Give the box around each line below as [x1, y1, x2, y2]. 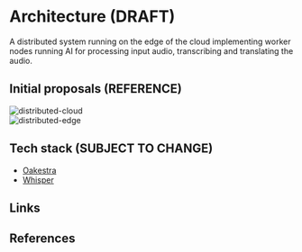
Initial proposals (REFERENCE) [9, 81, 182, 96]
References [9, 231, 76, 247]
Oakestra [22, 165, 57, 175]
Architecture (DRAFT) [9, 6, 176, 27]
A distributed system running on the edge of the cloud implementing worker [9, 36, 291, 47]
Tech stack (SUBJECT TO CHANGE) [9, 141, 214, 157]
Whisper [22, 174, 54, 185]
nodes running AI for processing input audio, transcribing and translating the [9, 45, 294, 56]
